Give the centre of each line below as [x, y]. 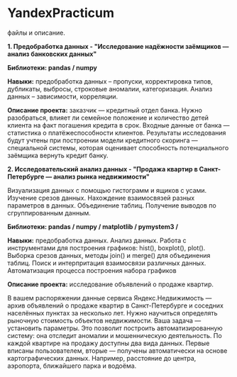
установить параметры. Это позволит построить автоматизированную [115, 328]
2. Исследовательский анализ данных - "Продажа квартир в [103, 169]
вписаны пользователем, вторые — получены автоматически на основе [117, 350]
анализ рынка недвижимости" [101, 176]
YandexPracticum [61, 13]
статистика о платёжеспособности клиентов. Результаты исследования [117, 133]
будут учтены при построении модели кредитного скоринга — [103, 140]
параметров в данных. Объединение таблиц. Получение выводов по [112, 205]
